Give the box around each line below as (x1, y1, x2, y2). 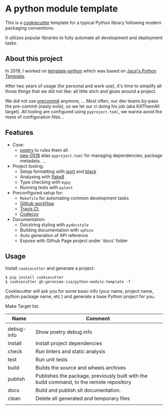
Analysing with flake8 (19, 173, 64, 179)
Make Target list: (5, 303, 39, 309)
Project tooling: (12, 163, 44, 169)
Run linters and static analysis (35, 348, 105, 355)
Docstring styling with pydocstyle (19, 222, 89, 228)
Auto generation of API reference (19, 232, 88, 238)
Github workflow (19, 200, 54, 206)
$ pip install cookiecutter (5, 275, 64, 280)
